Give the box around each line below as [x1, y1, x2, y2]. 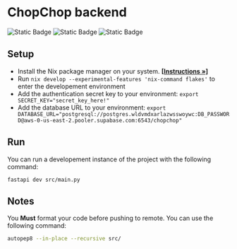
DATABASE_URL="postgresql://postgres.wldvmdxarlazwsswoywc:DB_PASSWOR [17, 110, 230, 117]
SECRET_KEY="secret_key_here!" [17, 97, 110, 104]
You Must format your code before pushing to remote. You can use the [7, 214, 214, 223]
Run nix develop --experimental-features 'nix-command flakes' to [17, 74, 215, 83]
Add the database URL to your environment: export [17, 103, 166, 112]
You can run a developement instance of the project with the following [7, 155, 212, 163]
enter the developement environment [17, 82, 126, 91]
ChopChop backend [7, 4, 127, 21]
